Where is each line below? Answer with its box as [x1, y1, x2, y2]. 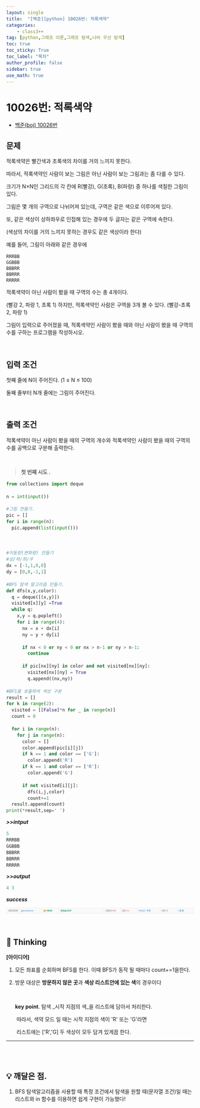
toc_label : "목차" [6, 54, 49, 60]
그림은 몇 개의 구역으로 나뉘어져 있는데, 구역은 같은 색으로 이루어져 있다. [6, 203, 173, 210]
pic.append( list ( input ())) [11, 525, 79, 531]
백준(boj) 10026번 [14, 122, 58, 129]
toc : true [6, 41, 31, 47]
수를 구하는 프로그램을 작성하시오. [6, 329, 85, 336]
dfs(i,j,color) [27, 789, 65, 795]
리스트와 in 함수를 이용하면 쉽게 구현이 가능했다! [14, 1095, 126, 1103]
